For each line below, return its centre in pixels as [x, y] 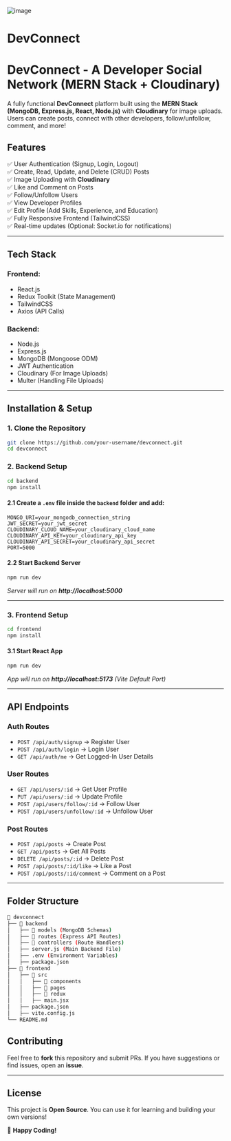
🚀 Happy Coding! [32, 1131]
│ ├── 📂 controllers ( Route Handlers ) [66, 943]
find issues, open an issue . [45, 1065]
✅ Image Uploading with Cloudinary [58, 179]
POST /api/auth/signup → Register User [73, 741]
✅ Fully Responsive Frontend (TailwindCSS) [69, 218]
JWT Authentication [45, 366]
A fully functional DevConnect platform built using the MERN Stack [102, 104]
